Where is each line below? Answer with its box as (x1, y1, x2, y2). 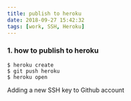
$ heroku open (7, 73, 48, 80)
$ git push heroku (7, 67, 60, 75)
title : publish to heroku (7, 10, 81, 17)
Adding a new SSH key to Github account (7, 86, 125, 94)
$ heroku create (7, 62, 54, 68)
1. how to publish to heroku (7, 46, 99, 55)
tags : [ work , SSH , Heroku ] (7, 23, 85, 30)
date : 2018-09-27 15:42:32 (7, 17, 85, 24)
